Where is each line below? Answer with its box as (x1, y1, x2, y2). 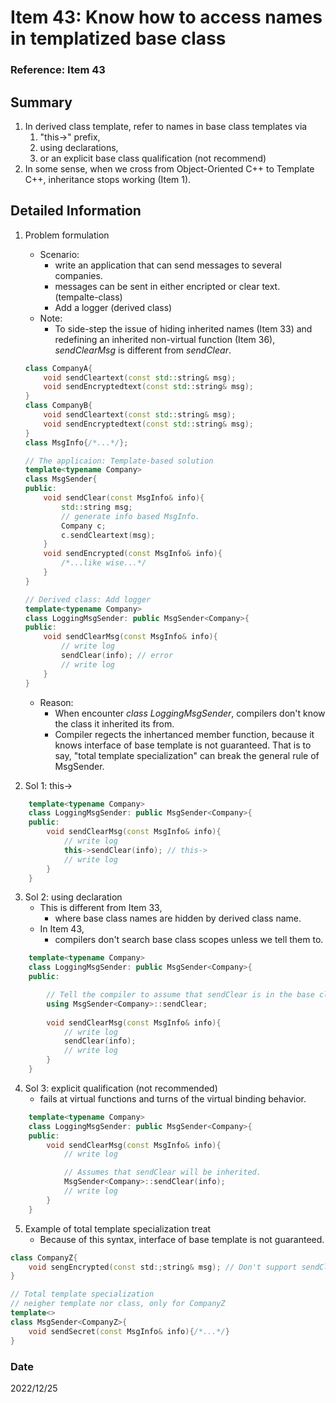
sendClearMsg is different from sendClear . (54, 344, 232, 356)
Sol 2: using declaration (24, 891, 123, 903)
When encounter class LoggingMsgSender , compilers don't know (54, 707, 326, 719)
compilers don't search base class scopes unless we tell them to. (54, 934, 324, 946)
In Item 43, (39, 923, 85, 935)
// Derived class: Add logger (24, 594, 152, 605)
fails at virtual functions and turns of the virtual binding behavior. (39, 1092, 307, 1105)
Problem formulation (24, 229, 110, 241)
